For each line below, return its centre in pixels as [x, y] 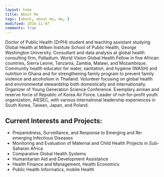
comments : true [21, 28]
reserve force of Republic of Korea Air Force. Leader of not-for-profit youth [82, 95]
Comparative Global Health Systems [49, 153]
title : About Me [22, 14]
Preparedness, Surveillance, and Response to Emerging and [73, 133]
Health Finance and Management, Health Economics [66, 164]
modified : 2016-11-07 [27, 23]
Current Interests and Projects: [54, 121]
